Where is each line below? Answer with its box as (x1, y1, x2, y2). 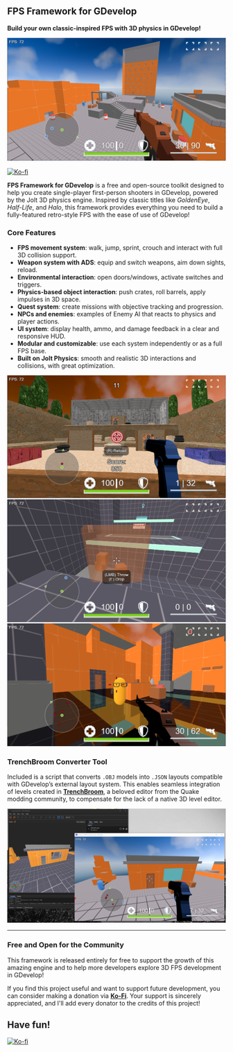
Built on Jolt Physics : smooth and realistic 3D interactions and (17, 354, 196, 363)
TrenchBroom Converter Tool (7, 757, 107, 767)
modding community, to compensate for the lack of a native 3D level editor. (7, 795, 222, 804)
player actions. (17, 317, 60, 325)
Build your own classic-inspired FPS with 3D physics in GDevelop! (7, 24, 201, 32)
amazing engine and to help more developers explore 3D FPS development (7, 963, 222, 972)
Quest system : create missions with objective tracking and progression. (17, 303, 224, 311)
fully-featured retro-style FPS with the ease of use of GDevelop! (7, 210, 190, 219)
